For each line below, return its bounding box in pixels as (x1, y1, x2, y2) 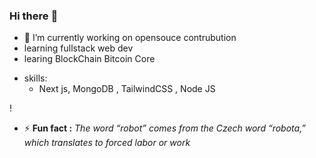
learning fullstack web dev (23, 42, 134, 54)
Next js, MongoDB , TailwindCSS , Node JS (38, 83, 216, 95)
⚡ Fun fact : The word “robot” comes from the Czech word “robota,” (23, 122, 307, 134)
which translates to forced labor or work (23, 137, 191, 149)
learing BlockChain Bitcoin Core (23, 53, 156, 65)
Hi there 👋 (9, 9, 59, 23)
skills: (23, 72, 48, 84)
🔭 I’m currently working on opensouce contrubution (23, 32, 237, 44)
